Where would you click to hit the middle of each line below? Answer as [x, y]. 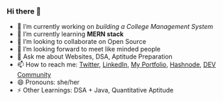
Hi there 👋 [24, 11]
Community [34, 75]
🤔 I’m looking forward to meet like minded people [89, 49]
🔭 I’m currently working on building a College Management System [115, 27]
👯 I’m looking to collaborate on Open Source [81, 42]
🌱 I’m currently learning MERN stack [70, 34]
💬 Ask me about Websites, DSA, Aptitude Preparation [95, 57]
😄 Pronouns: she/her [48, 82]
